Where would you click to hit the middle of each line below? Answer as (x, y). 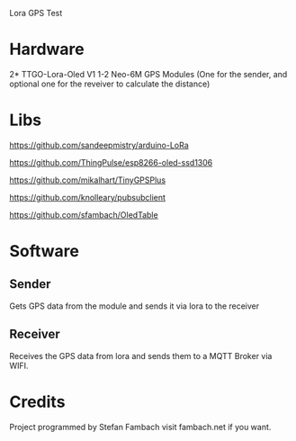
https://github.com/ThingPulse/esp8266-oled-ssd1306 (111, 162)
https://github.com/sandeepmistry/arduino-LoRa (99, 145)
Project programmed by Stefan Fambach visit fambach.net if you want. (140, 427)
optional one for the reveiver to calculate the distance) (110, 84)
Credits (37, 402)
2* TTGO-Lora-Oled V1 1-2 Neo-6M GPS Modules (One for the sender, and (148, 74)
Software (44, 252)
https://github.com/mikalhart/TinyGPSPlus (88, 180)
